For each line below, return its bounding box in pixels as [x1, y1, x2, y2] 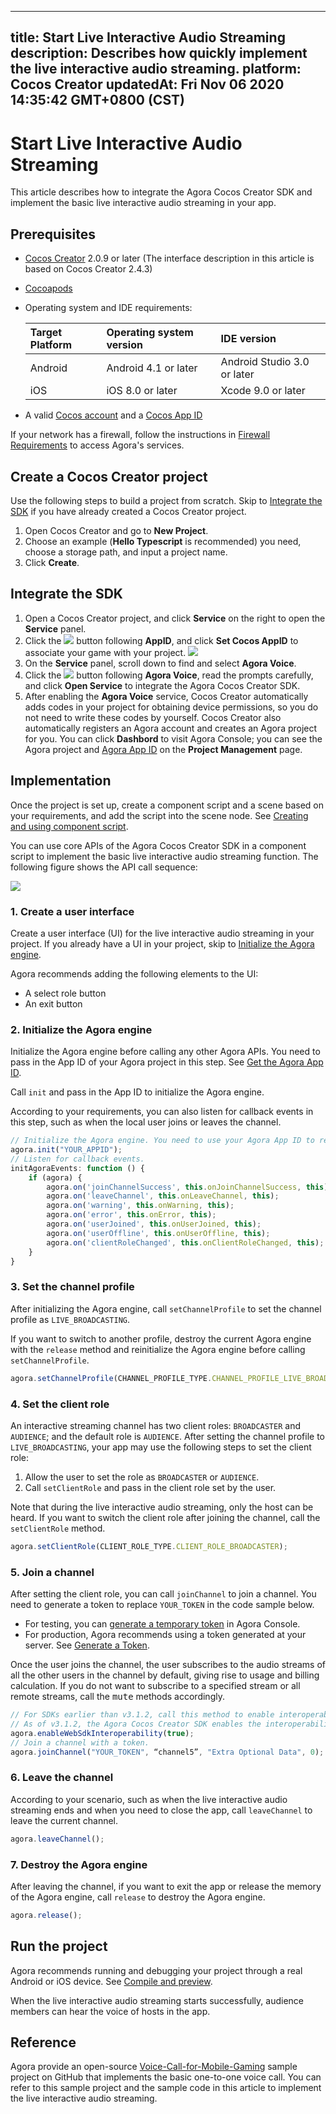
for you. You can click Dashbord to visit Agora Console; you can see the [24, 732, 323, 745]
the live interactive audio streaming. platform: [10, 61, 302, 78]
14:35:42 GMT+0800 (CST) [10, 92, 185, 109]
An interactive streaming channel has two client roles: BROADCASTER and [10, 1419, 301, 1431]
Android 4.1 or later [106, 361, 198, 375]
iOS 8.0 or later [106, 384, 178, 398]
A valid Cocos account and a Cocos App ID [24, 409, 203, 421]
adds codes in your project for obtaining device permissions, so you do [24, 701, 319, 713]
